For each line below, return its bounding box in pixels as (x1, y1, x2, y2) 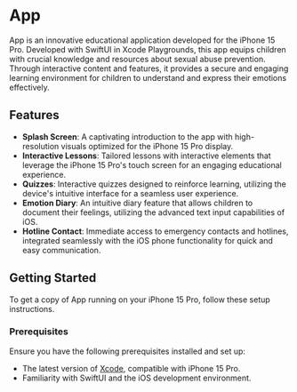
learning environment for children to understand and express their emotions (9, 72, 287, 83)
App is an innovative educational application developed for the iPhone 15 (9, 35, 276, 45)
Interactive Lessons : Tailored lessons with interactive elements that (21, 150, 271, 161)
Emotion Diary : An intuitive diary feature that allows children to (21, 197, 253, 208)
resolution (21, 140, 60, 151)
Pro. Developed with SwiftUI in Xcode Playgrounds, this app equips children (9, 44, 286, 54)
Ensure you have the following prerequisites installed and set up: (9, 346, 246, 356)
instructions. (9, 303, 55, 314)
